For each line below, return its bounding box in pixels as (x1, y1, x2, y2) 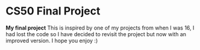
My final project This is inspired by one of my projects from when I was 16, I (5, 24, 195, 31)
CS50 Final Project (5, 4, 101, 18)
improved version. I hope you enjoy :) (5, 37, 98, 44)
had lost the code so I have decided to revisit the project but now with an (5, 30, 187, 37)
